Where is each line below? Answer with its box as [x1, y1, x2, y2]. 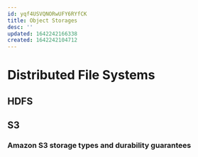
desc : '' [7, 23, 33, 30]
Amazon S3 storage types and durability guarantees [7, 141, 192, 151]
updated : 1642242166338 [7, 30, 78, 37]
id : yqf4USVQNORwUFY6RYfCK [7, 10, 87, 18]
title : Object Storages [7, 17, 78, 24]
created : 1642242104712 [7, 37, 78, 44]
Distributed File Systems [7, 67, 155, 83]
